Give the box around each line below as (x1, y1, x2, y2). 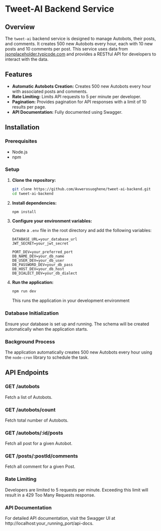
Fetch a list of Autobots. (5, 394, 53, 400)
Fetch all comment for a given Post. (5, 463, 76, 470)
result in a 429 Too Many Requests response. (5, 492, 96, 498)
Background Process (5, 338, 55, 345)
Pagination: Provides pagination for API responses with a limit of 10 (12, 99, 146, 105)
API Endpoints (5, 369, 49, 377)
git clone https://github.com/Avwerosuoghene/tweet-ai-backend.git (12, 186, 151, 192)
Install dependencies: (12, 200, 57, 206)
